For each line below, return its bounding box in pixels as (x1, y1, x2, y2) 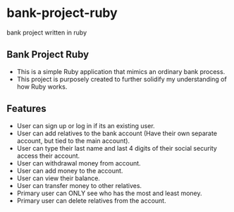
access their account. (16, 151, 80, 160)
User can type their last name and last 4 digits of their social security (16, 144, 218, 152)
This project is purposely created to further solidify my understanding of (16, 75, 227, 83)
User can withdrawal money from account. (16, 158, 142, 167)
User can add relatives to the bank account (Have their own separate (16, 129, 218, 137)
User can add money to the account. (16, 166, 123, 175)
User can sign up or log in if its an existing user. (16, 121, 156, 130)
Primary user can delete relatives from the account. (16, 196, 166, 205)
